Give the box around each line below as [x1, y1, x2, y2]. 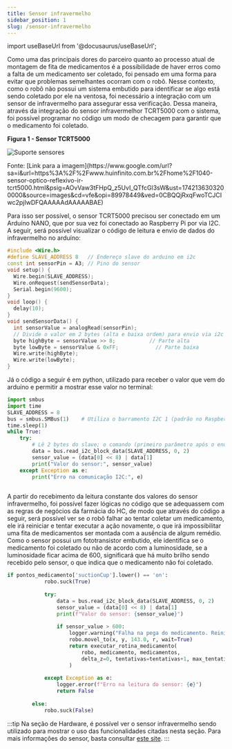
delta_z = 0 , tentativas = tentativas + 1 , [81, 655, 190, 663]
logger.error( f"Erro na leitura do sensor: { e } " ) [56, 681, 202, 688]
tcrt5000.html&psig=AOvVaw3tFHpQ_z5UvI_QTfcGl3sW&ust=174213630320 [7, 184, 224, 192]
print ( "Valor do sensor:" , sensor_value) [32, 461, 153, 468]
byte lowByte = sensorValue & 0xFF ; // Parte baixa [13, 344, 199, 351]
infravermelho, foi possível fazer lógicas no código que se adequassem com [7, 499, 224, 508]
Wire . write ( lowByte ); [13, 357, 76, 364]
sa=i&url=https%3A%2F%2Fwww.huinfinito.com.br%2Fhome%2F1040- [7, 169, 213, 177]
